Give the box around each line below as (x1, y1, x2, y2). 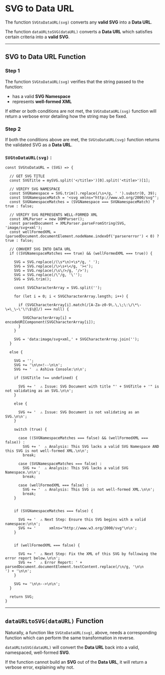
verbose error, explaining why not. (5, 664, 75, 670)
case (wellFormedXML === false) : (18, 483, 89, 488)
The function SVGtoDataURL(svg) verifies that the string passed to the (5, 78, 144, 84)
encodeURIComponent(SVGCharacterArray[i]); (5, 320, 96, 325)
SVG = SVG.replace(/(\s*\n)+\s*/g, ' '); (14, 260, 100, 265)
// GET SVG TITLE (9, 174, 45, 179)
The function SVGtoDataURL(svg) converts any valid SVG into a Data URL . (5, 19, 152, 25)
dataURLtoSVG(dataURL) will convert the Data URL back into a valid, (5, 645, 139, 650)
